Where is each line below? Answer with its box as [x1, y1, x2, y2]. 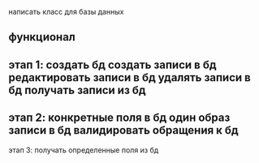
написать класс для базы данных [8, 7, 124, 16]
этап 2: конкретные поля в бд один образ [8, 111, 231, 125]
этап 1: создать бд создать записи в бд [8, 58, 217, 71]
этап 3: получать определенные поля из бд [8, 145, 159, 155]
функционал [8, 30, 76, 44]
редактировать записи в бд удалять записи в [8, 71, 252, 84]
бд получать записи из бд [8, 83, 146, 97]
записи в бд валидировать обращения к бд [8, 123, 239, 137]
